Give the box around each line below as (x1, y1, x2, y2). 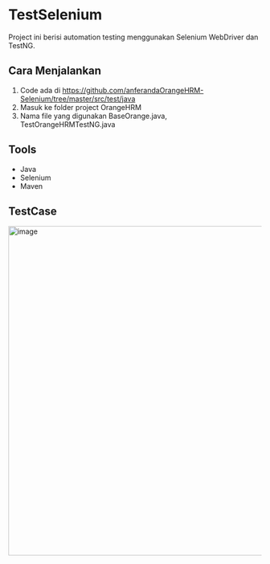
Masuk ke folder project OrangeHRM (19, 102, 142, 112)
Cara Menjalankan (8, 64, 102, 78)
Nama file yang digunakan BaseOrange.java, (19, 111, 167, 121)
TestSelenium (8, 6, 103, 24)
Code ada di (19, 85, 61, 95)
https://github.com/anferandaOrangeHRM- (62, 85, 204, 95)
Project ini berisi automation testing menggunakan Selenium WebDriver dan (8, 32, 259, 42)
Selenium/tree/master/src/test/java (19, 94, 136, 104)
